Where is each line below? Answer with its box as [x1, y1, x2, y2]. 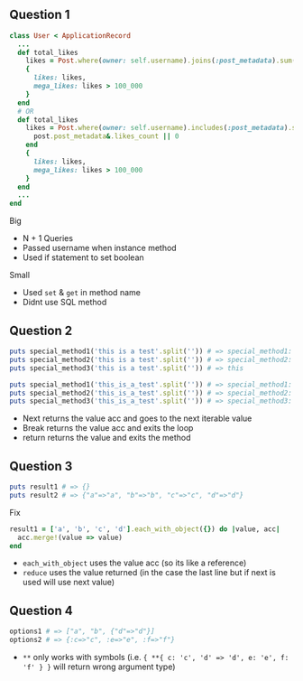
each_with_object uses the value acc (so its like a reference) [22, 557, 247, 568]
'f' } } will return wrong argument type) [22, 661, 176, 672]
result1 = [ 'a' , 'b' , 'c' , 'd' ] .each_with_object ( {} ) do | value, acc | [9, 524, 280, 534]
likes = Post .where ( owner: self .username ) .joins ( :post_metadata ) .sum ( [25, 56, 297, 66]
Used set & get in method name [22, 287, 142, 298]
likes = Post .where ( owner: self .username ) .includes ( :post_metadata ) [25, 124, 289, 133]
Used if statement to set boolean [22, 252, 144, 263]
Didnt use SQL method [22, 297, 107, 308]
